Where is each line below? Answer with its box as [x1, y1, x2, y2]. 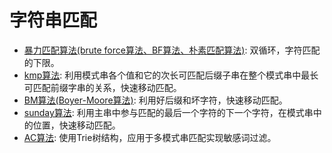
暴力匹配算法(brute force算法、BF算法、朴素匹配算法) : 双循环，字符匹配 [23, 44, 321, 56]
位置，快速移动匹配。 [32, 119, 121, 131]
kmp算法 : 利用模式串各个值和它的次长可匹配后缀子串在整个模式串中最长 [23, 69, 319, 81]
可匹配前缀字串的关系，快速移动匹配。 [23, 81, 182, 93]
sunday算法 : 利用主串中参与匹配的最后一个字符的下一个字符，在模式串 [23, 106, 314, 118]
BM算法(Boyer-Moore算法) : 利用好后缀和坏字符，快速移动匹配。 [23, 94, 288, 106]
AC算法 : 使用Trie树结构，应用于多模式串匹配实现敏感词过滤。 [23, 131, 277, 143]
